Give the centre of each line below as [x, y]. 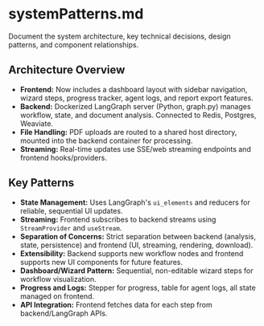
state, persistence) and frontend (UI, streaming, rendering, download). [136, 245]
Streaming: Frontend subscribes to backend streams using [118, 219]
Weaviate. [37, 123]
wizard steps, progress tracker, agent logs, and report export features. [136, 98]
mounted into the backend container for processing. [106, 141]
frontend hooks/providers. [63, 157]
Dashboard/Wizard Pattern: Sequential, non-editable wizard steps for [136, 271]
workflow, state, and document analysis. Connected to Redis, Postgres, [138, 115]
